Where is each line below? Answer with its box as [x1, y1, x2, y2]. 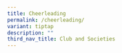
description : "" [7, 29, 54, 36]
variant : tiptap [7, 23, 54, 30]
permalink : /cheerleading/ [7, 17, 85, 23]
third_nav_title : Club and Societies [7, 36, 116, 43]
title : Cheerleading [7, 10, 67, 17]
